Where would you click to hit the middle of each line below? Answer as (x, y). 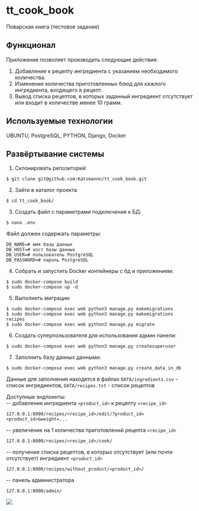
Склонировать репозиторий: (51, 168)
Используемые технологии (60, 121)
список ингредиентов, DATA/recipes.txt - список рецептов (81, 385)
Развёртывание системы (55, 154)
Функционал (31, 45)
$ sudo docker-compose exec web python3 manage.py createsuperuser (91, 346)
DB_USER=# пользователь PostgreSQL (50, 255)
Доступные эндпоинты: (36, 397)
